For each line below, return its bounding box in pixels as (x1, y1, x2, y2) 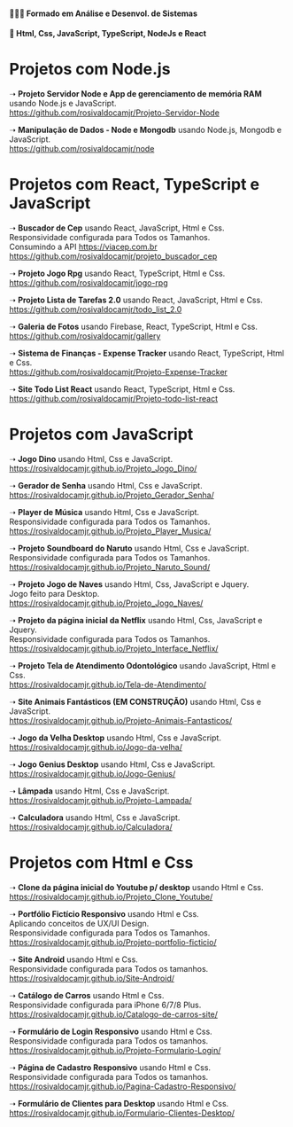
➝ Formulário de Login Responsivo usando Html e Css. (9, 1026, 212, 1037)
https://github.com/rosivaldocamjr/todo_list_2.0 (9, 304, 182, 315)
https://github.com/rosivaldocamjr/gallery (9, 331, 161, 341)
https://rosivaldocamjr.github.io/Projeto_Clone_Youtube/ (9, 891, 213, 902)
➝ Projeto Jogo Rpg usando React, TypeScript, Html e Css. (9, 268, 226, 279)
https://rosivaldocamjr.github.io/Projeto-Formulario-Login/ (9, 1045, 221, 1055)
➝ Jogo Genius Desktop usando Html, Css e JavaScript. (9, 759, 216, 770)
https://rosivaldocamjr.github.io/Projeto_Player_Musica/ (9, 526, 212, 536)
